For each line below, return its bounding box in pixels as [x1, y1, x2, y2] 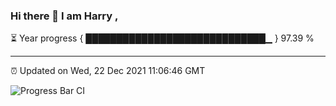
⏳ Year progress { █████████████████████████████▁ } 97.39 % [10, 32, 315, 44]
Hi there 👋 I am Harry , [10, 9, 119, 23]
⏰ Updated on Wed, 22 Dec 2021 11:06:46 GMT [10, 65, 206, 77]
